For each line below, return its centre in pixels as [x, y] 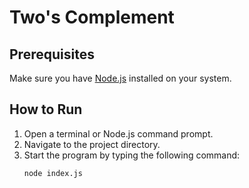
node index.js [53, 173]
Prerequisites [52, 54]
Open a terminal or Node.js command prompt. [118, 133]
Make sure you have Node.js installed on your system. [120, 78]
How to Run [46, 109]
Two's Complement [92, 17]
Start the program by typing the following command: [132, 155]
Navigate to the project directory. [92, 144]
